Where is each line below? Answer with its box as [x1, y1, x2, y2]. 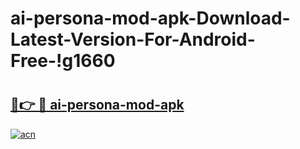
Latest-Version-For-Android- [10, 28, 256, 51]
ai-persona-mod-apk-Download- [10, 7, 291, 30]
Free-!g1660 [10, 50, 116, 72]
